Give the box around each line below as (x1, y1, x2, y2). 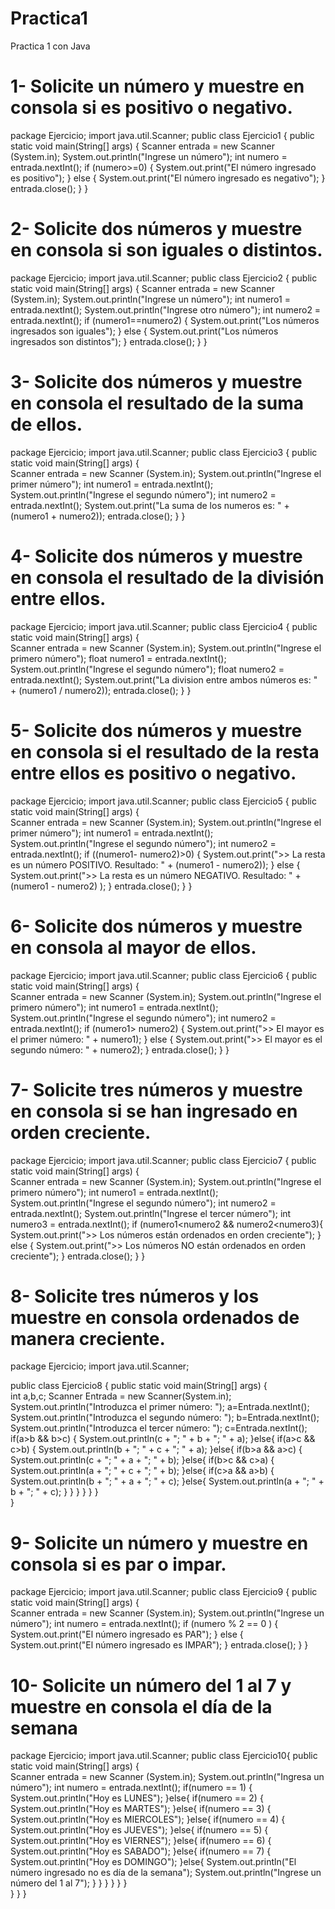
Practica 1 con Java (10, 40, 91, 52)
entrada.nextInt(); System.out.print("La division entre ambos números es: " (10, 673, 318, 686)
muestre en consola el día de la (10, 1695, 273, 1718)
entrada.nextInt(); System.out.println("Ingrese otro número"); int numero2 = (10, 303, 322, 316)
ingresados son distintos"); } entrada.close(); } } (10, 335, 208, 347)
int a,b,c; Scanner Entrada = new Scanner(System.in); (10, 1390, 232, 1402)
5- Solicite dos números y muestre (10, 719, 303, 742)
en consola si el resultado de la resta (10, 740, 320, 763)
